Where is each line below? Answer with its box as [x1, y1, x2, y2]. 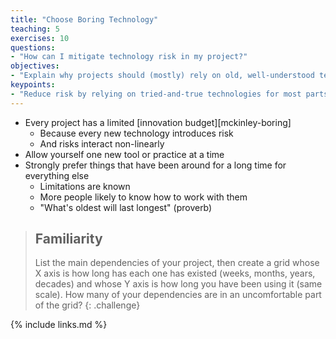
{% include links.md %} [10, 319, 108, 331]
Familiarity [34, 231, 103, 248]
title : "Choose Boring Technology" [10, 14, 159, 25]
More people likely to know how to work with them [39, 191, 248, 203]
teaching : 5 [10, 24, 60, 34]
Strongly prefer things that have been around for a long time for [24, 159, 287, 171]
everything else [24, 169, 90, 181]
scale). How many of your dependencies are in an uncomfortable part [34, 289, 322, 301]
